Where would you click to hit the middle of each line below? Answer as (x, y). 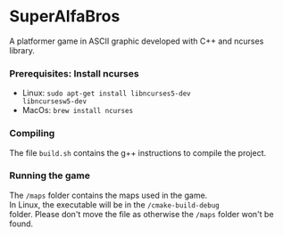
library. (22, 50)
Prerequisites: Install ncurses (75, 73)
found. (21, 224)
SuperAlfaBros (65, 16)
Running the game (50, 175)
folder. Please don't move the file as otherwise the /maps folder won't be (141, 214)
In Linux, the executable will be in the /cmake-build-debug (115, 204)
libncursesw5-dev (54, 102)
